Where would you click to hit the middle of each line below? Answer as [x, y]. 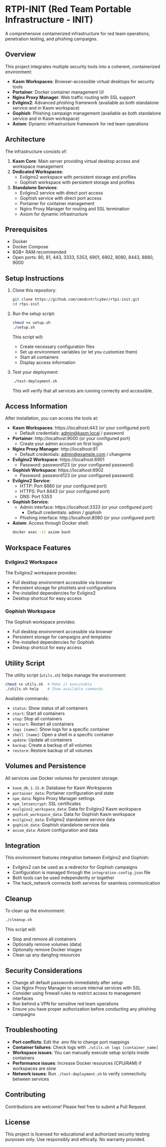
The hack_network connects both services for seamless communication [86, 883]
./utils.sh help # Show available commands [54, 689]
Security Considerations [44, 971]
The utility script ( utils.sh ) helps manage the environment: [66, 675]
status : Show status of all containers [50, 708]
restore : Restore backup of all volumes [52, 750]
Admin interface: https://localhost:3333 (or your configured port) [86, 507]
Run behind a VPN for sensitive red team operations [65, 1004]
